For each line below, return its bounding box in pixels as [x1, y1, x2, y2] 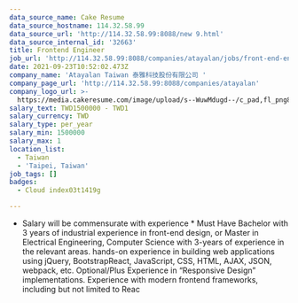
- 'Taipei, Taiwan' [17, 161, 90, 170]
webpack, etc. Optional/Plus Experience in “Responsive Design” [21, 265, 256, 276]
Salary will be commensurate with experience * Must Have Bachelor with [21, 218, 289, 229]
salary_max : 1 [9, 136, 62, 145]
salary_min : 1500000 [9, 128, 86, 137]
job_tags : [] [9, 169, 58, 178]
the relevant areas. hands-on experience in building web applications [21, 246, 275, 257]
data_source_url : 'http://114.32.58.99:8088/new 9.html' [9, 29, 224, 38]
